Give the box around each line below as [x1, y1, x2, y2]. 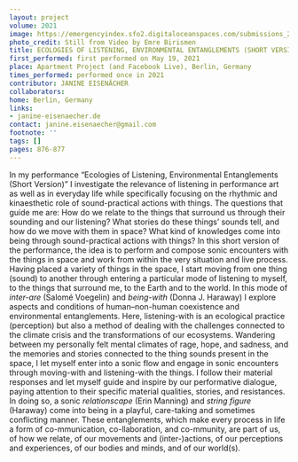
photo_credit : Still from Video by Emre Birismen [9, 37, 197, 47]
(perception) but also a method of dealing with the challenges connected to [9, 320, 286, 331]
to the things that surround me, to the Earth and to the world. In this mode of [9, 282, 288, 293]
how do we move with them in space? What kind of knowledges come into [9, 225, 281, 236]
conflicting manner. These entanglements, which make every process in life [9, 414, 286, 425]
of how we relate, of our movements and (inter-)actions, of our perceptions [9, 433, 284, 443]
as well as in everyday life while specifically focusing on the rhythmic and [9, 188, 278, 199]
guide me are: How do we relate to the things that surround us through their [9, 207, 286, 217]
